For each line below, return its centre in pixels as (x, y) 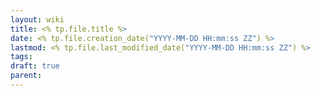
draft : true (35, 66)
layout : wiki (37, 19)
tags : (21, 57)
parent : (26, 76)
